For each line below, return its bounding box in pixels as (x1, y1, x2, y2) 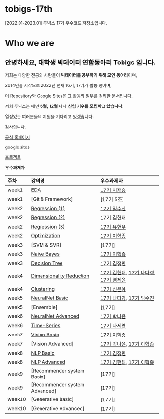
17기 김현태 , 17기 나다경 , (100, 269, 156, 276)
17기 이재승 (100, 187, 126, 193)
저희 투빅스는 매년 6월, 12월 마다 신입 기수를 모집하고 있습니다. (5, 103, 123, 109)
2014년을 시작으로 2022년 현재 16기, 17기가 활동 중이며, (5, 82, 112, 88)
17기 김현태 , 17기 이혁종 (100, 359, 155, 366)
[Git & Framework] (31, 195, 73, 202)
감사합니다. (5, 124, 26, 130)
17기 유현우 (100, 223, 126, 230)
